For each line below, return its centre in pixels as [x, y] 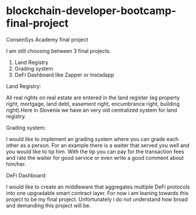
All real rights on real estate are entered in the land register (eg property [93, 98]
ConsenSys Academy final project [47, 39]
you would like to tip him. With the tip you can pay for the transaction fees [95, 152]
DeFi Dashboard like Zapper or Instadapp [64, 75]
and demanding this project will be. [48, 205]
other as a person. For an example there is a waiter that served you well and [98, 145]
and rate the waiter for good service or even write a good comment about [95, 157]
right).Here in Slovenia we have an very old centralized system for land [92, 110]
